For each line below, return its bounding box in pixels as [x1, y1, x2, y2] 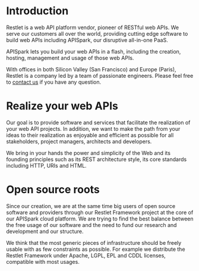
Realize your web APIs [6, 99, 119, 113]
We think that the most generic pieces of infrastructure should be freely [6, 239, 182, 246]
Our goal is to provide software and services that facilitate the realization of [6, 119, 191, 126]
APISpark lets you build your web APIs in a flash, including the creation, [6, 48, 181, 55]
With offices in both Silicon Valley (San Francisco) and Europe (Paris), [6, 65, 176, 73]
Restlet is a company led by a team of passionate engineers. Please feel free [6, 72, 194, 79]
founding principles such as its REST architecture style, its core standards [6, 156, 187, 163]
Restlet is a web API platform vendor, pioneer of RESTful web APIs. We [6, 24, 179, 31]
